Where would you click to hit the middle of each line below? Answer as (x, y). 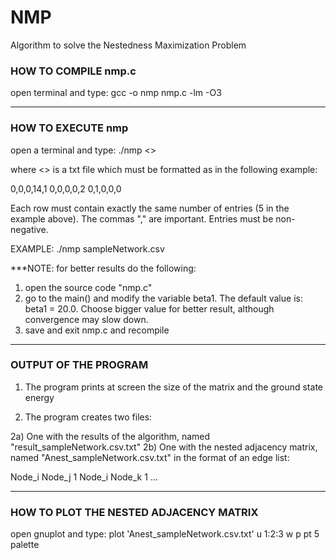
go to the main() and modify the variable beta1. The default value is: (163, 298)
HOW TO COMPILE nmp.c (73, 71)
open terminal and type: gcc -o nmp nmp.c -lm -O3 (116, 93)
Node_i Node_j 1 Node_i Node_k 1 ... (84, 477)
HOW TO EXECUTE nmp (69, 128)
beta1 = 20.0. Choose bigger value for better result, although (149, 308)
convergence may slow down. (86, 319)
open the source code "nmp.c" (88, 287)
